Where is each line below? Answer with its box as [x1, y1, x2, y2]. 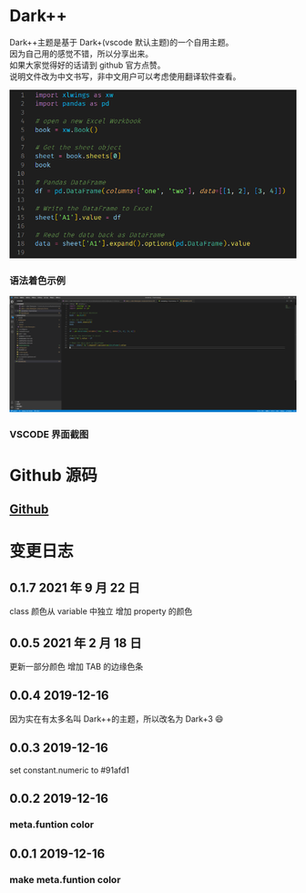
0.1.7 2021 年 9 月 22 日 [9, 580, 141, 595]
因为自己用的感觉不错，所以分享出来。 [9, 47, 153, 59]
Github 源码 [9, 465, 98, 486]
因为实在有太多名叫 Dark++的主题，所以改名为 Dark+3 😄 [9, 713, 224, 724]
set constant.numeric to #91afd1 [9, 765, 130, 775]
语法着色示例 [9, 274, 66, 287]
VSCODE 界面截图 [9, 427, 89, 440]
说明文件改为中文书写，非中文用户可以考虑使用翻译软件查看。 [9, 70, 241, 82]
